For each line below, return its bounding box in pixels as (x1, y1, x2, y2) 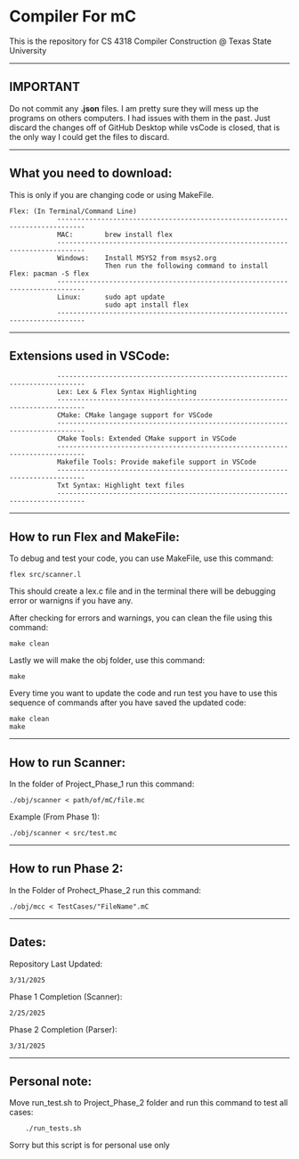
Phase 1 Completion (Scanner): (9, 991, 123, 1002)
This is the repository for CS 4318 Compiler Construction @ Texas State (9, 36, 272, 46)
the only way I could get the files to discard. (9, 131, 170, 142)
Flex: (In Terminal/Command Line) (9, 207, 138, 216)
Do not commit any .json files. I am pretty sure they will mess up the (9, 103, 259, 113)
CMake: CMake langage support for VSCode (56, 411, 214, 420)
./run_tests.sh (25, 1124, 82, 1133)
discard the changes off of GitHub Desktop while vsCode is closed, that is (9, 122, 280, 133)
